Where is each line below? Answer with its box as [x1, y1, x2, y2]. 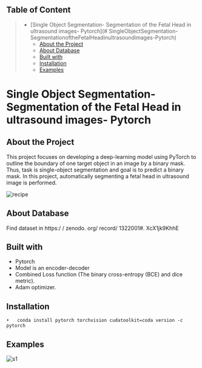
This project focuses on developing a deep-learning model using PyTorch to [6, 153, 197, 160]
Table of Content [6, 5, 71, 15]
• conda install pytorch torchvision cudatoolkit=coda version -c [6, 318, 183, 324]
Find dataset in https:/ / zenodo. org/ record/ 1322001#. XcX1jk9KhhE [6, 224, 179, 232]
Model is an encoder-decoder [15, 264, 90, 272]
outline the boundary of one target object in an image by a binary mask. [6, 159, 186, 167]
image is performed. [6, 179, 57, 186]
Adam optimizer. [15, 284, 56, 291]
